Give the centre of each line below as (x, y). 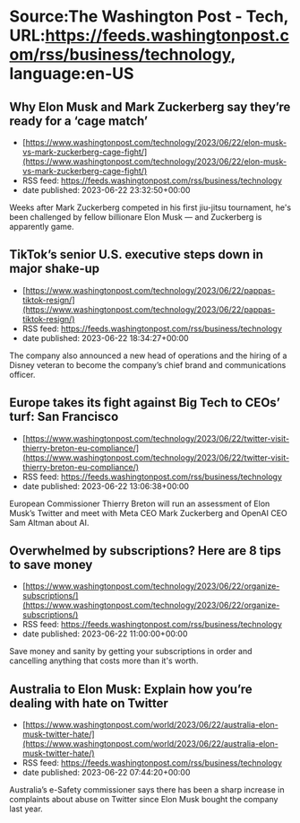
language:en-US (72, 74)
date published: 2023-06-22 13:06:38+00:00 (106, 486)
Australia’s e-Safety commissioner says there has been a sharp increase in (147, 790)
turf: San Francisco (64, 417)
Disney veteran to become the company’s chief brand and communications (148, 364)
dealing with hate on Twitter (89, 703)
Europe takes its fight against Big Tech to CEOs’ (145, 403)
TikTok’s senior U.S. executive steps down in (137, 254)
